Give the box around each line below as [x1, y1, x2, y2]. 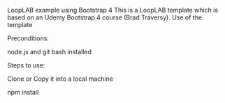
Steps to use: [7, 61, 45, 69]
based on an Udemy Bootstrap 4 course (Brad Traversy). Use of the [7, 13, 203, 22]
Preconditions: [7, 34, 49, 42]
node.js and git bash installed [7, 48, 92, 56]
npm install [7, 88, 39, 96]
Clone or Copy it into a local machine [7, 74, 114, 83]
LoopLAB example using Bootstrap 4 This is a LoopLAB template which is [7, 6, 219, 14]
